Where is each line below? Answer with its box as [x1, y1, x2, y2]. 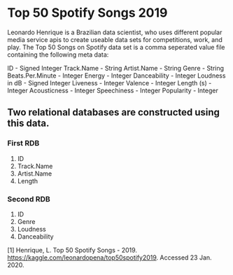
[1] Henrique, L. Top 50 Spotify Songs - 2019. [7, 246, 138, 254]
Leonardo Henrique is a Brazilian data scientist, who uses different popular [7, 28, 223, 36]
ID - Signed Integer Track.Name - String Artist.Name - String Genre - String [7, 64, 225, 72]
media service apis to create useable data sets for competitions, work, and [7, 35, 223, 43]
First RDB [7, 139, 40, 148]
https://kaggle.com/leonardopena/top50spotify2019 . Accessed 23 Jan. [7, 253, 212, 262]
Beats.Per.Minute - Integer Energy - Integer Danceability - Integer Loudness [7, 71, 226, 80]
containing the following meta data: [7, 50, 109, 59]
